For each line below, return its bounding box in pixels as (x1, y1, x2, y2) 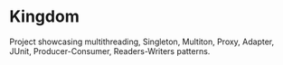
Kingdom (9, 6, 80, 27)
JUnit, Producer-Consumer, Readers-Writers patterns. (9, 45, 211, 56)
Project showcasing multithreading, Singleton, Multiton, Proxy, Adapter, (9, 36, 275, 47)
